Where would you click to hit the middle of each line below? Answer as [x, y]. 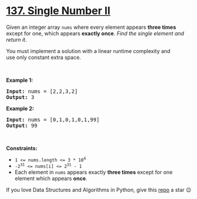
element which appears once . [51, 178]
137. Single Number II [58, 11]
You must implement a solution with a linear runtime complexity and [88, 51]
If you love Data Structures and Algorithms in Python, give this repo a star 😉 [99, 190]
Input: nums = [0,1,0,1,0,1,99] [53, 120]
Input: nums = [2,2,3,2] [42, 91]
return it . [17, 39]
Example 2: [20, 108]
